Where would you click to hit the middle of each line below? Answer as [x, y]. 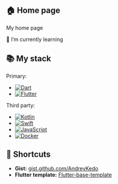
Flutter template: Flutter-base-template [63, 175]
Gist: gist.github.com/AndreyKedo [57, 169]
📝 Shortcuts [28, 155]
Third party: [21, 105]
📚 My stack [29, 59]
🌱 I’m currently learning [35, 39]
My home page [25, 28]
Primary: [17, 76]
